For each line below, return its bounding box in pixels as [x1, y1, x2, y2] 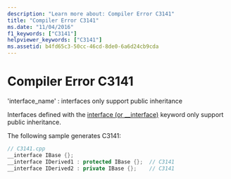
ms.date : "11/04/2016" [7, 23, 74, 30]
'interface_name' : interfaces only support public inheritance [7, 97, 183, 105]
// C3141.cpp [7, 145, 46, 152]
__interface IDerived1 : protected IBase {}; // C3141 [7, 158, 175, 166]
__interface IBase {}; [7, 152, 74, 159]
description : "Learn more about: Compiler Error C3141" [7, 10, 175, 18]
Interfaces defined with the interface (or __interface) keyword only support [7, 110, 224, 118]
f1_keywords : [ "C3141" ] [7, 30, 77, 37]
